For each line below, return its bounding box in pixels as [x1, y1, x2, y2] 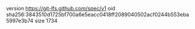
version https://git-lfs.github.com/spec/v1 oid [6, 5, 116, 12]
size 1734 [35, 17, 58, 24]
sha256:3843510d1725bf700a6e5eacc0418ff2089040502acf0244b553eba [6, 11, 189, 18]
